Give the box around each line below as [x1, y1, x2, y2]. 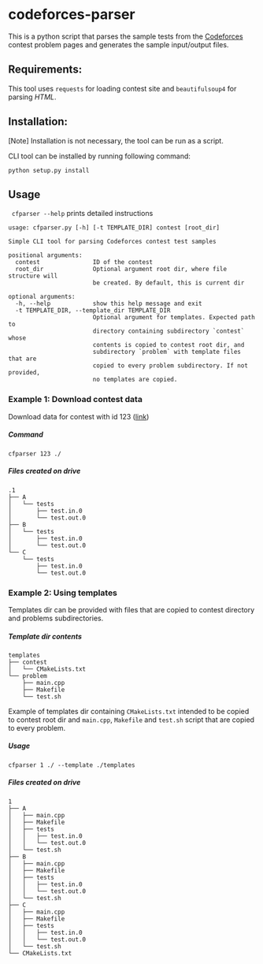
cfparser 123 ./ [8, 449, 61, 458]
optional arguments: [8, 293, 76, 301]
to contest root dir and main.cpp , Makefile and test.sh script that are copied [8, 715, 254, 724]
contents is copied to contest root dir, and [92, 341, 245, 349]
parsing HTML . [8, 92, 57, 102]
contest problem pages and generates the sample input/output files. [8, 39, 229, 49]
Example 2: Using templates [8, 587, 118, 598]
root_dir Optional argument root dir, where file [15, 266, 227, 274]
